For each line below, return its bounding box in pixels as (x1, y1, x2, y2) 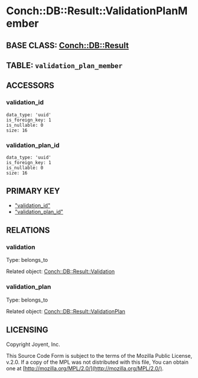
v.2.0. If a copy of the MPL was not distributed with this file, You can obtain (6, 358, 189, 366)
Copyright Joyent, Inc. (6, 341, 60, 348)
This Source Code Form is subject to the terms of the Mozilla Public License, (6, 352, 193, 359)
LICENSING (6, 325, 48, 335)
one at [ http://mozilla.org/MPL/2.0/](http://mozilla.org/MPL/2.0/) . (6, 364, 164, 371)
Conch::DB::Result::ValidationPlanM (6, 4, 188, 18)
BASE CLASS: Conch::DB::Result (6, 40, 129, 50)
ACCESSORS (6, 81, 54, 91)
